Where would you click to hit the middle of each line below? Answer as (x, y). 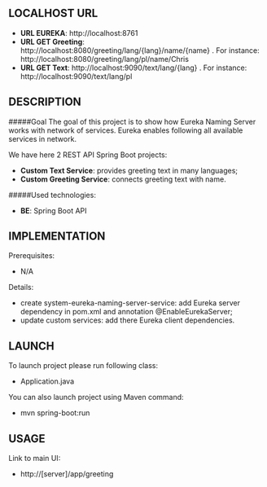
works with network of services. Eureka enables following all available (126, 130)
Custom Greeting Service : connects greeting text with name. (123, 179)
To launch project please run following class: (83, 366)
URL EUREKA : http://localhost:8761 (79, 33)
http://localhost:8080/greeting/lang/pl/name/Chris (105, 59)
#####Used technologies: (52, 195)
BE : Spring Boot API (53, 210)
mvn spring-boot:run (55, 413)
